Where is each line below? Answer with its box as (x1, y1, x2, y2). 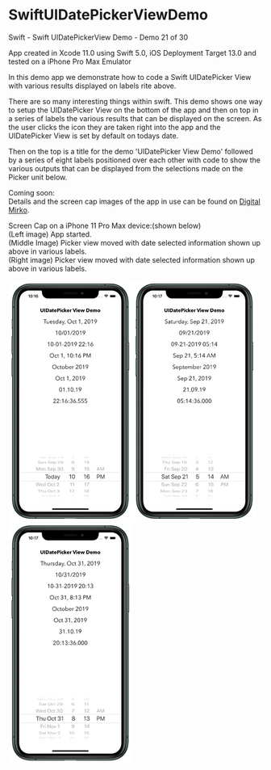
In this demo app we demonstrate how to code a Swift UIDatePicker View (8, 72, 252, 82)
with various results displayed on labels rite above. (8, 81, 177, 90)
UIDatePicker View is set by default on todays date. (8, 131, 179, 141)
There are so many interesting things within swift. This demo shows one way (8, 96, 263, 106)
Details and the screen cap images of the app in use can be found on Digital (8, 196, 261, 206)
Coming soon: (8, 187, 55, 197)
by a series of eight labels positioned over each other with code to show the (8, 155, 261, 165)
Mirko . (8, 204, 30, 215)
